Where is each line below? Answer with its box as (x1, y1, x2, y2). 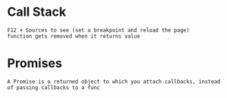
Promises (7, 56, 63, 71)
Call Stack (7, 4, 67, 20)
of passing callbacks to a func (7, 84, 100, 91)
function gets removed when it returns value (7, 32, 140, 40)
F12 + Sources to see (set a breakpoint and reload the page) (7, 27, 190, 34)
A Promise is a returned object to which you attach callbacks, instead (7, 78, 221, 85)
